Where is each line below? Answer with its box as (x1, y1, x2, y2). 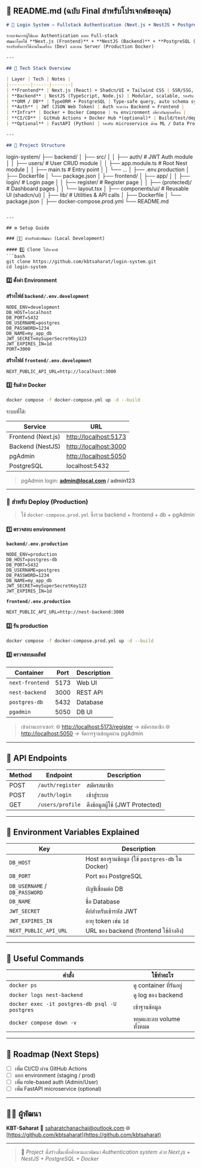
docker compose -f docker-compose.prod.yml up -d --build (6, 638, 154, 644)
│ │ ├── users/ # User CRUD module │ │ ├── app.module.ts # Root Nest (6, 159, 187, 166)
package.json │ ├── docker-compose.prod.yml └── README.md (6, 197, 169, 205)
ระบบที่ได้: (6, 407, 26, 415)
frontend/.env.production (6, 599, 71, 605)
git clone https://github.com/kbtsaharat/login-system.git (6, 258, 157, 264)
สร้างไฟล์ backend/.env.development (6, 292, 89, 299)
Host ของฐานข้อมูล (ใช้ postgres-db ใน (86, 855, 182, 863)
